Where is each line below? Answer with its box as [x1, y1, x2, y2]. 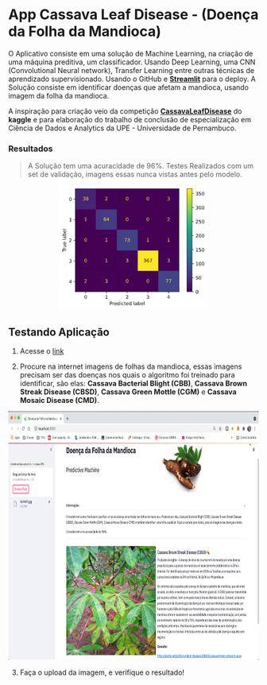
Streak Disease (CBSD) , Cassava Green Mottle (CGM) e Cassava [19, 387, 237, 397]
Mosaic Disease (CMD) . [19, 396, 99, 405]
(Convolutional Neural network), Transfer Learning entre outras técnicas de [8, 65, 255, 75]
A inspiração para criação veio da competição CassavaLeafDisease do [8, 106, 242, 116]
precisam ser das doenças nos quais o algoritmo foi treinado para [19, 370, 236, 380]
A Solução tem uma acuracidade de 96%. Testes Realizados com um [27, 161, 254, 171]
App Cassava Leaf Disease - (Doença [8, 6, 259, 24]
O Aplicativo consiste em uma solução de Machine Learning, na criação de [8, 48, 253, 58]
